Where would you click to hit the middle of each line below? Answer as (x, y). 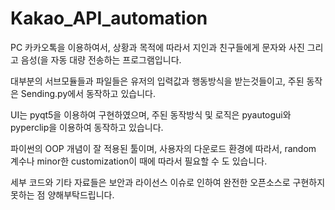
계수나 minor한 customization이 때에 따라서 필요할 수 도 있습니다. (139, 161)
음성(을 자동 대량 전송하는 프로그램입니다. (101, 59)
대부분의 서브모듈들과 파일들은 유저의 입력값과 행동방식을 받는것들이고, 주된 (157, 81)
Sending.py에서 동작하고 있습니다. (88, 93)
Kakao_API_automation (109, 18)
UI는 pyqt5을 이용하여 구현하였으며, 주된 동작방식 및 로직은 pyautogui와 (151, 114)
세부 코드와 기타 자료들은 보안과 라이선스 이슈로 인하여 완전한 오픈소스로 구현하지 (168, 182)
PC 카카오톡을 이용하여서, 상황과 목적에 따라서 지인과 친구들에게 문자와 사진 (157, 47)
